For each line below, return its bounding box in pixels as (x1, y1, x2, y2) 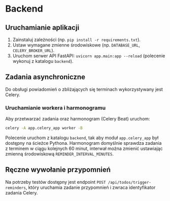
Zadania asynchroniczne (5, 73, 85, 82)
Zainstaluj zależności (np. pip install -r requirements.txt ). (12, 36, 141, 43)
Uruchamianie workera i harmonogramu (5, 104, 106, 111)
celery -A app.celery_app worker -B (5, 126, 83, 131)
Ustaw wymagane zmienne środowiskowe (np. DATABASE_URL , (12, 42, 141, 48)
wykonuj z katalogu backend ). (12, 58, 74, 64)
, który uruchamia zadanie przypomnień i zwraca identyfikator (25, 184, 156, 190)
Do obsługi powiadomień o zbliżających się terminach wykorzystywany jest (5, 86, 163, 92)
